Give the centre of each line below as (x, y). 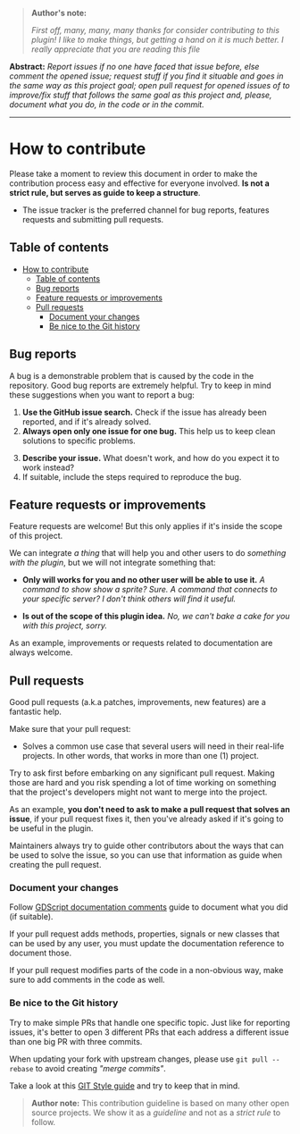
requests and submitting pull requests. (93, 219)
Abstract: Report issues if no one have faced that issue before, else (134, 67)
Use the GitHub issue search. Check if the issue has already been (144, 412)
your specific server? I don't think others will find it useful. (129, 599)
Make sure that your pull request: (70, 729)
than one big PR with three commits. (76, 1041)
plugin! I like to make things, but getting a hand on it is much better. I (157, 40)
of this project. (36, 536)
